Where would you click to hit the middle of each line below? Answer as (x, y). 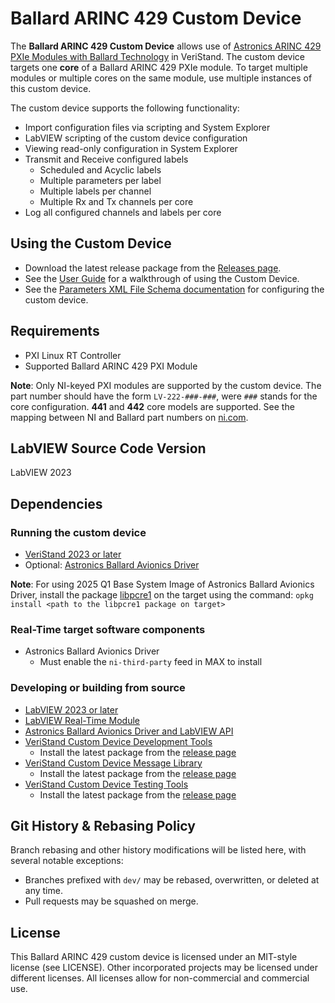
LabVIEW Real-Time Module (82, 720)
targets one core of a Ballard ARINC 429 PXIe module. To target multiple (159, 67)
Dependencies (56, 503)
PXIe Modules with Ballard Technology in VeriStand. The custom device (158, 56)
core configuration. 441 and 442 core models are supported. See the (152, 406)
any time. (43, 891)
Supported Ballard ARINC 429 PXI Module (111, 366)
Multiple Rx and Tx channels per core (116, 201)
